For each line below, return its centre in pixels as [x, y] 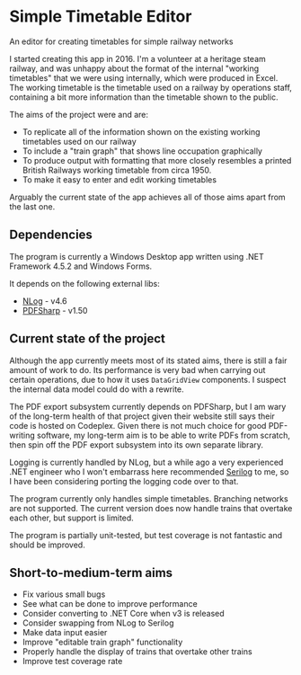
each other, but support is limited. [72, 518]
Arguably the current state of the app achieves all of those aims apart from [147, 197]
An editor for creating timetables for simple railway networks [121, 41]
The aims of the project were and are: [79, 114]
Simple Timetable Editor [101, 17]
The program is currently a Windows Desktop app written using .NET [137, 256]
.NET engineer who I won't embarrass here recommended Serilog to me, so [149, 471]
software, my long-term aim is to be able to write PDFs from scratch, [164, 435]
